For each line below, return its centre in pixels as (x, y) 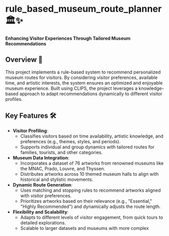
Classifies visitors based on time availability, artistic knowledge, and (92, 136)
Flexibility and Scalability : (41, 212)
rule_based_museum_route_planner (83, 9)
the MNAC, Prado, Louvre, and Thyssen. (63, 168)
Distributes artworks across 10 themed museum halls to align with (90, 174)
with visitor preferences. (46, 195)
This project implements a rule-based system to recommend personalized (83, 72)
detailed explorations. (43, 223)
